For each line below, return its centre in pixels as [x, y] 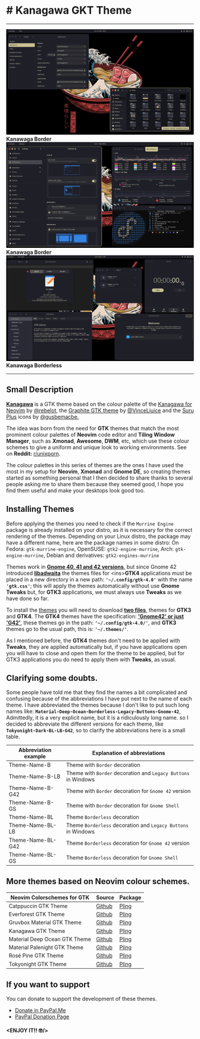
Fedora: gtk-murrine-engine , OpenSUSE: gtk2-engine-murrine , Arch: [90, 549]
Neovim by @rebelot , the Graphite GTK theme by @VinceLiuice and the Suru [100, 410]
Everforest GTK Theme [37, 914]
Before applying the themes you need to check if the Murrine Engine [90, 523]
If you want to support [48, 984]
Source [105, 897]
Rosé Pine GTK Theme [36, 956]
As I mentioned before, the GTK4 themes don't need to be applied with [93, 640]
